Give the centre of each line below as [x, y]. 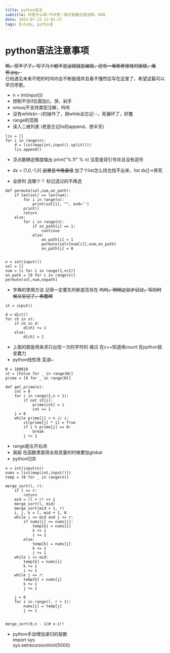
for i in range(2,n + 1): [42, 396]
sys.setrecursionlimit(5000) [41, 645]
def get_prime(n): [25, 387]
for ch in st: [20, 319]
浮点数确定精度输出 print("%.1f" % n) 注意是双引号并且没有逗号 [78, 160]
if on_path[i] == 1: [54, 227]
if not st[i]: [38, 400]
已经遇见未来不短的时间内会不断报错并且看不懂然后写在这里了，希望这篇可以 [85, 79]
